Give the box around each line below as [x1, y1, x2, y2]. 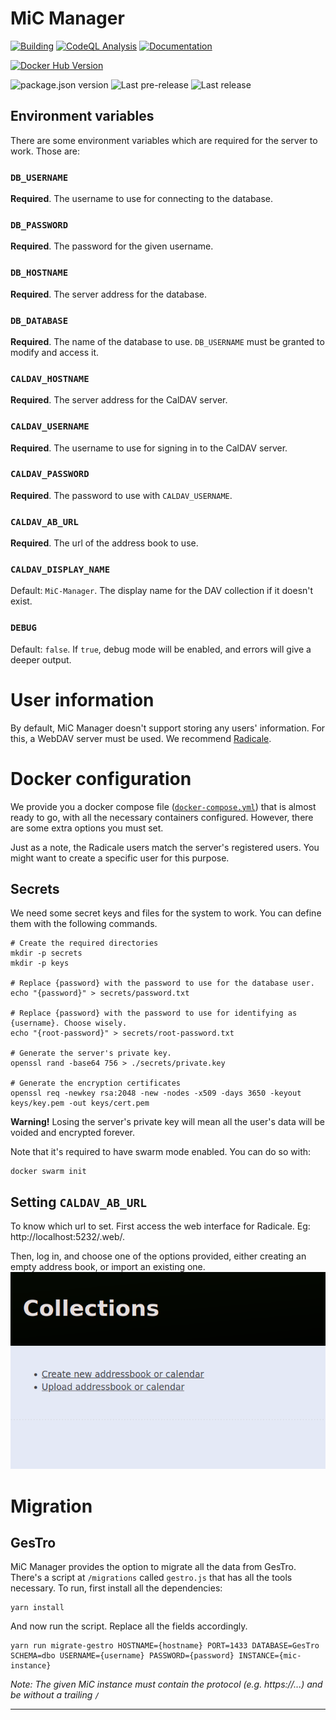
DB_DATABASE [10, 315, 69, 326]
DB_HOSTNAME [10, 267, 69, 279]
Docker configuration [10, 767, 192, 790]
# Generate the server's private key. [10, 1048, 172, 1059]
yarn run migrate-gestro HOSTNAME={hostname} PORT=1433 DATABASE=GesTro [10, 1641, 320, 1651]
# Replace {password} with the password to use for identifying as [10, 1008, 298, 1019]
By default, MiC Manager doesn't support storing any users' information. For [10, 722, 326, 734]
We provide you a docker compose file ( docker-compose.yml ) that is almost [10, 800, 317, 812]
